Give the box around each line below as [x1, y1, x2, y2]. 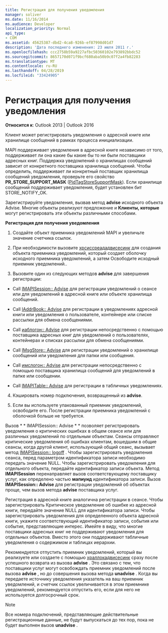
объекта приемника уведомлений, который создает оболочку [12, 250, 147, 256]
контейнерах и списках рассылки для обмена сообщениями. [12, 337, 144, 343]
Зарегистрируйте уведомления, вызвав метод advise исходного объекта [5, 199, 163, 205]
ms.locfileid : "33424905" [5, 73, 59, 78]
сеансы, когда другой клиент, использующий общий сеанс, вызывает [5, 444, 155, 450]
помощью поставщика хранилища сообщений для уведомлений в [12, 367, 155, 373]
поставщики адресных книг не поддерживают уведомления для [5, 528, 144, 534]
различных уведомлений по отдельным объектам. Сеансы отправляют [5, 433, 159, 439]
